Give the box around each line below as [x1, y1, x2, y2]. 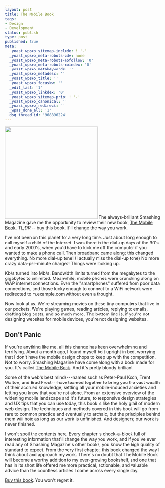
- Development [5, 26, 34, 31]
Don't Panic [5, 331, 42, 339]
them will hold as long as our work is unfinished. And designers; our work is [5, 416, 159, 422]
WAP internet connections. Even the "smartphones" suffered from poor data [5, 280, 160, 286]
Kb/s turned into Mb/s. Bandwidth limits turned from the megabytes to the [5, 270, 155, 276]
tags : [5, 16, 16, 21]
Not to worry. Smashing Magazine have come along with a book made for [5, 359, 154, 365]
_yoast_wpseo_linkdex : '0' [9, 90, 65, 95]
